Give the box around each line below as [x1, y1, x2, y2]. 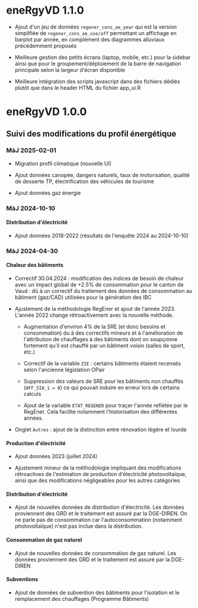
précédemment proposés [14, 42, 77, 49]
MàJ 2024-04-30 [6, 247, 58, 255]
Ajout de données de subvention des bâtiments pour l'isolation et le [14, 589, 180, 596]
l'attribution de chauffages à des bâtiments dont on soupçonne [23, 336, 178, 343]
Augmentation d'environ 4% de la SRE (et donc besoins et [23, 323, 166, 330]
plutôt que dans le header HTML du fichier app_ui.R [14, 84, 141, 91]
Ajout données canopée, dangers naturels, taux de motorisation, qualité [14, 171, 190, 178]
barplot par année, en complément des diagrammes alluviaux [14, 36, 165, 43]
